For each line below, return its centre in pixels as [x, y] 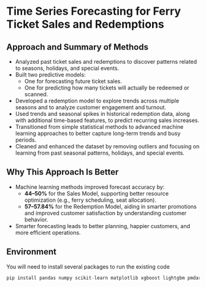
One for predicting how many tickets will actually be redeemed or [107, 88]
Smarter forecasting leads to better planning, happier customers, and [102, 226]
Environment [32, 252]
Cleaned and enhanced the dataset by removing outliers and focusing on [107, 146]
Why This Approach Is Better [63, 172]
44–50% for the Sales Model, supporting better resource [97, 193]
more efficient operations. [48, 232]
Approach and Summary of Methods [78, 47]
